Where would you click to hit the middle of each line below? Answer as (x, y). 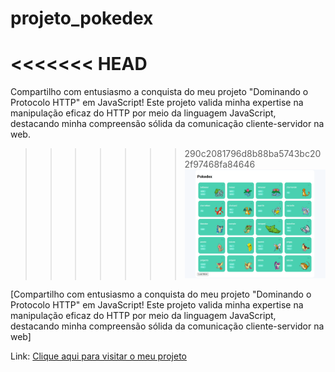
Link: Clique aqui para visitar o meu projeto (98, 356)
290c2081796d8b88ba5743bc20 (253, 154)
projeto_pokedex (82, 18)
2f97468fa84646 (220, 164)
